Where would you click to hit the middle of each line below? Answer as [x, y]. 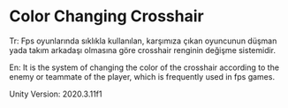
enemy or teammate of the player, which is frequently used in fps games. [142, 76]
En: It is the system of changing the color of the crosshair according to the [144, 67]
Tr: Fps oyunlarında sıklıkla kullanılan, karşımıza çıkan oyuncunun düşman [143, 41]
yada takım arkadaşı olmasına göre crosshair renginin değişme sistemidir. [143, 50]
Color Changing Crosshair [107, 16]
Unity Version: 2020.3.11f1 [56, 94]
